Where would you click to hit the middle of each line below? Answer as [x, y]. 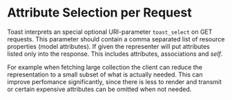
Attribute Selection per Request [99, 13]
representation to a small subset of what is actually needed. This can [105, 74]
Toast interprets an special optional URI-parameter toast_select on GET [110, 32]
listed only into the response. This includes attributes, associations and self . [115, 54]
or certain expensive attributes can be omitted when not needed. [99, 89]
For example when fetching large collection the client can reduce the [105, 67]
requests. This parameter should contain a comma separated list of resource [116, 39]
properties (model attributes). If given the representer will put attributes [109, 46]
